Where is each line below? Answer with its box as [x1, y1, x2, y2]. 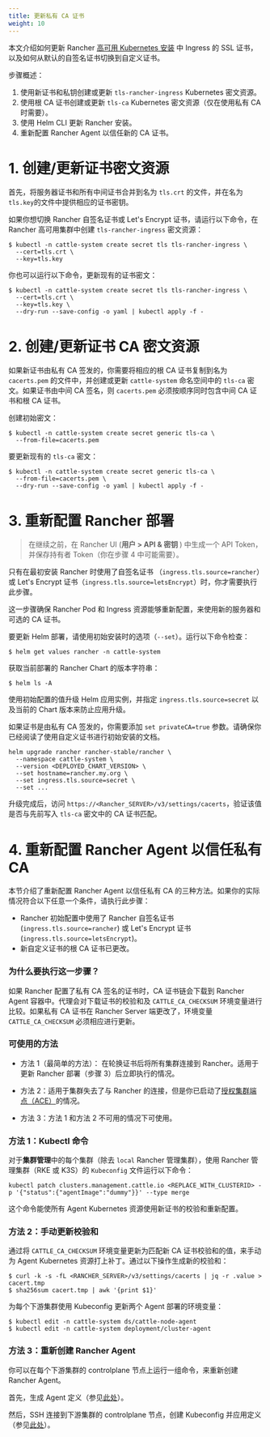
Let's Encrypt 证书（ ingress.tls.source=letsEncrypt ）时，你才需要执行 [17, 577, 258, 587]
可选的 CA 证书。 [8, 615, 65, 625]
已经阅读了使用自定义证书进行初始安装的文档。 [8, 732, 164, 742]
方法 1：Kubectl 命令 [8, 1135, 89, 1146]
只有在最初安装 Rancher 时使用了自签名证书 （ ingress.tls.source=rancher [8, 567, 257, 577]
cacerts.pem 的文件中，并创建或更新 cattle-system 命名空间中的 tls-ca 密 [8, 376, 255, 386]
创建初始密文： [8, 413, 58, 423]
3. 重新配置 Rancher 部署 [8, 511, 175, 530]
